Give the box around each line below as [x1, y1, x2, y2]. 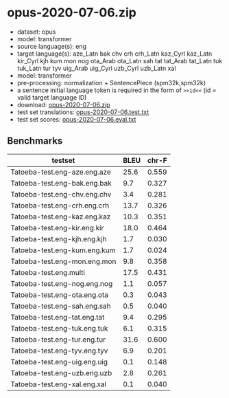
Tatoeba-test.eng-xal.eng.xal [10, 379, 107, 389]
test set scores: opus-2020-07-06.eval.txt [16, 115, 136, 123]
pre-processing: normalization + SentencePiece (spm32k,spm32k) [16, 78, 206, 87]
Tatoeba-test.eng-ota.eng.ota [10, 290, 108, 300]
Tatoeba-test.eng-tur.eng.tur [10, 335, 106, 344]
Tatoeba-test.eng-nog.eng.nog [10, 278, 113, 288]
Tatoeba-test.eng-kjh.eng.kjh [10, 234, 108, 243]
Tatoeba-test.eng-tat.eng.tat [10, 312, 105, 322]
